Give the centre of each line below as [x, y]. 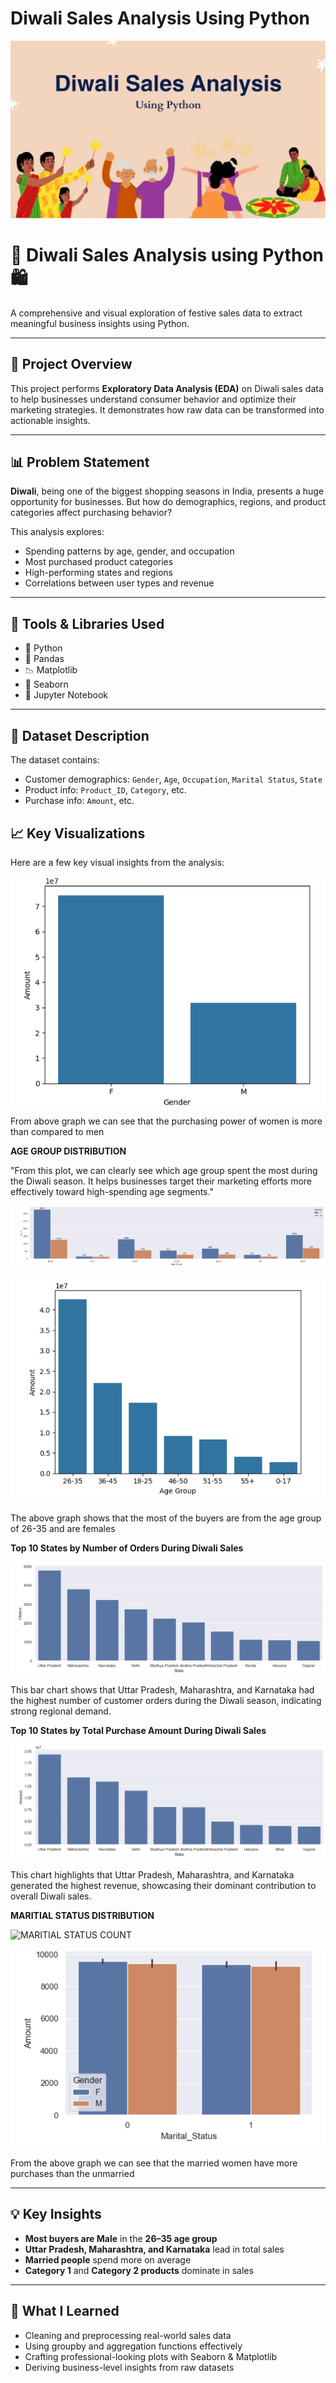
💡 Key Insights [56, 2214]
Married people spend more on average [108, 2259]
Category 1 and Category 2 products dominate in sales [139, 2270]
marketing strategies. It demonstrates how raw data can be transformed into [167, 409]
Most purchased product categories [99, 562]
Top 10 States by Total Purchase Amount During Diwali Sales [138, 1730]
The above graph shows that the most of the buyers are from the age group [166, 1518]
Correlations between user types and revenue [119, 583]
